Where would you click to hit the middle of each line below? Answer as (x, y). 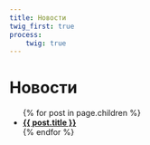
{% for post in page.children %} (82, 113)
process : (26, 34)
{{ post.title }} (49, 122)
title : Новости (38, 18)
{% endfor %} (48, 132)
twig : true (46, 43)
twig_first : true (42, 26)
